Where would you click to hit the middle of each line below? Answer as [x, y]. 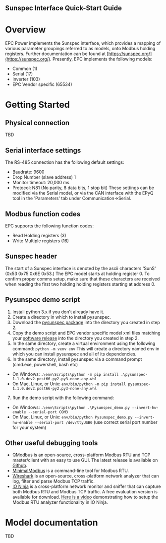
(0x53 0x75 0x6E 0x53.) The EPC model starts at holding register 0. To [77, 273]
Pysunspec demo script [43, 300]
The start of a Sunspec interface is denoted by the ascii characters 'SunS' [81, 268]
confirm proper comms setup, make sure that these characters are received [83, 279]
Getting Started [38, 104]
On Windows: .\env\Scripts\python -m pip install [65, 374]
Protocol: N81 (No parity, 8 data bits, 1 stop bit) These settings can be [83, 188]
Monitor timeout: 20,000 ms [41, 183]
